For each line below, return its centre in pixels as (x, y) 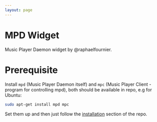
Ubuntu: (13, 95)
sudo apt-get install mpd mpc (37, 104)
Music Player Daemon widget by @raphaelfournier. (58, 50)
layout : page (19, 10)
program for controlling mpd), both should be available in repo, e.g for (78, 89)
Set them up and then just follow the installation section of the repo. (76, 114)
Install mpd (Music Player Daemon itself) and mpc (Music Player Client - (78, 84)
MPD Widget (32, 35)
